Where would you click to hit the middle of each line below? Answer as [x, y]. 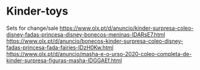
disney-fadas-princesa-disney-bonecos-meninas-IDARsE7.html [86, 34]
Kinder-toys [37, 11]
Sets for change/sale [33, 28]
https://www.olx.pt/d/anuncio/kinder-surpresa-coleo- [127, 28]
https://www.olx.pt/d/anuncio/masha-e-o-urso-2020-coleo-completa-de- [99, 54]
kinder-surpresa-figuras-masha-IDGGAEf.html [64, 60]
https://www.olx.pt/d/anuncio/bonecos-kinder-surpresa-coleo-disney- [95, 41]
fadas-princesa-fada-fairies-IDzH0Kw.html [60, 47]
